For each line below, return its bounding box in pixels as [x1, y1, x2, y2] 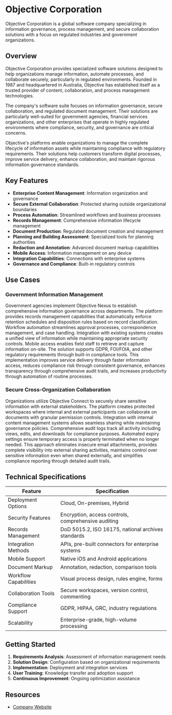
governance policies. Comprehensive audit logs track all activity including [5, 425, 161, 431]
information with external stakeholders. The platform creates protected [5, 403, 155, 410]
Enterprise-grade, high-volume [60, 616, 137, 623]
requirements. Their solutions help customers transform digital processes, [5, 150, 162, 157]
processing [60, 623, 88, 630]
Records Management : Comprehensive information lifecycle [12, 217, 141, 223]
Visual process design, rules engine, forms [60, 575, 163, 582]
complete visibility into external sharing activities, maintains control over [5, 447, 158, 453]
